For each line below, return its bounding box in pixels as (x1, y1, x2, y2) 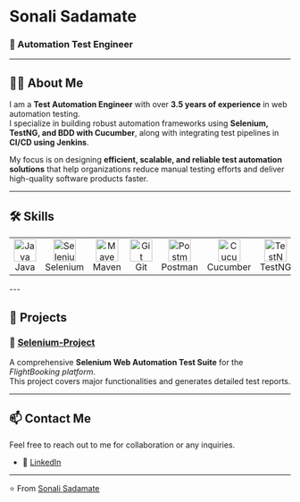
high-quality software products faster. (9, 173, 149, 184)
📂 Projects (9, 310, 68, 325)
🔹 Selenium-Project (9, 337, 96, 349)
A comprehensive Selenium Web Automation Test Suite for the (9, 356, 244, 367)
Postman (161, 261, 199, 273)
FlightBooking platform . (9, 366, 96, 377)
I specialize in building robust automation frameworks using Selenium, (9, 118, 269, 129)
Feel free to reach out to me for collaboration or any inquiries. (9, 439, 236, 450)
